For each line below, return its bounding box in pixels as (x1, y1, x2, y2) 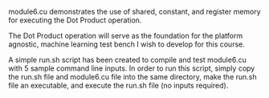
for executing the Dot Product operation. (8, 15, 142, 25)
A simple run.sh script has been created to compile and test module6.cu (8, 55, 247, 64)
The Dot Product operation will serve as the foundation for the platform (8, 31, 243, 40)
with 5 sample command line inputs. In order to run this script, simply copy (8, 63, 255, 73)
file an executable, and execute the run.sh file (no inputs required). (8, 80, 229, 90)
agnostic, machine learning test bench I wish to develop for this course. (8, 39, 245, 49)
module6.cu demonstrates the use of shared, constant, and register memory (8, 7, 261, 16)
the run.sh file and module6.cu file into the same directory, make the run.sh (8, 72, 257, 81)
